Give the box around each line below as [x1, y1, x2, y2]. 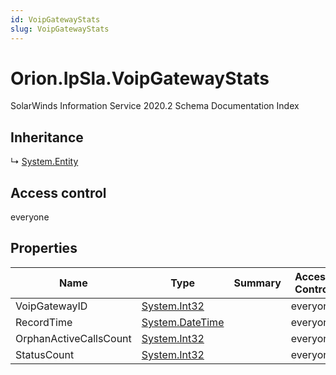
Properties [10, 240, 78, 257]
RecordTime [15, 315, 73, 329]
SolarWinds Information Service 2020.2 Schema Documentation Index [10, 100, 300, 112]
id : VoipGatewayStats [10, 14, 101, 25]
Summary [233, 276, 282, 290]
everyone [10, 211, 50, 223]
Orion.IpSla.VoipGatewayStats [10, 67, 270, 90]
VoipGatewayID [15, 299, 88, 313]
